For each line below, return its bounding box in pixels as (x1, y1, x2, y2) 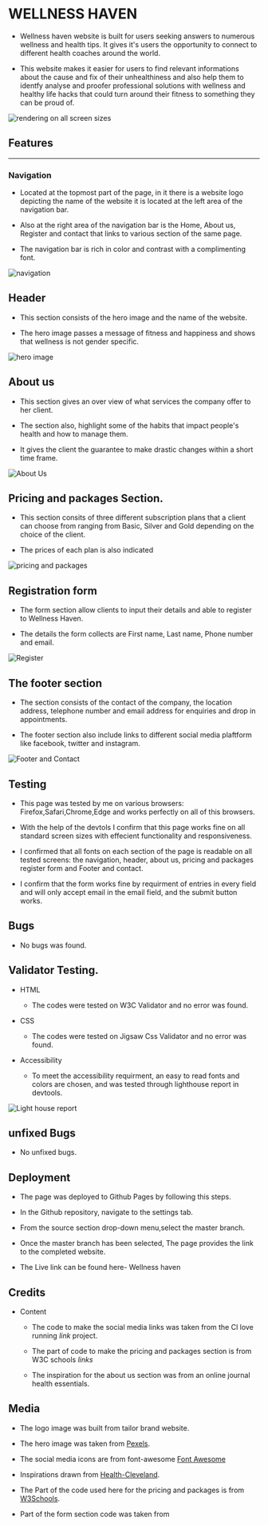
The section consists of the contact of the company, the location (19, 697, 233, 708)
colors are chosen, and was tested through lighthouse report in (31, 1079, 239, 1088)
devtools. (31, 1088, 63, 1097)
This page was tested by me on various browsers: (19, 798, 184, 808)
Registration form (8, 584, 97, 597)
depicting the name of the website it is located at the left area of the (19, 197, 243, 206)
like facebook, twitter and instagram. (19, 739, 141, 749)
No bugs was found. (19, 940, 87, 950)
